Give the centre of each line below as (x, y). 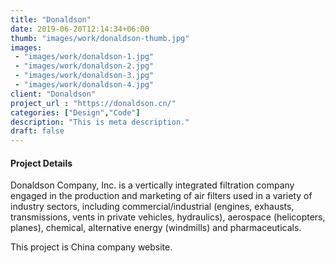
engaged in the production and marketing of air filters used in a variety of (161, 196)
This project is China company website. (91, 247)
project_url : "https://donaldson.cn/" (93, 103)
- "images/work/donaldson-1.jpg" (84, 57)
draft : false (37, 131)
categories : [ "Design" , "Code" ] (75, 112)
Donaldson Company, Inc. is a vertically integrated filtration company (152, 185)
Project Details (41, 163)
